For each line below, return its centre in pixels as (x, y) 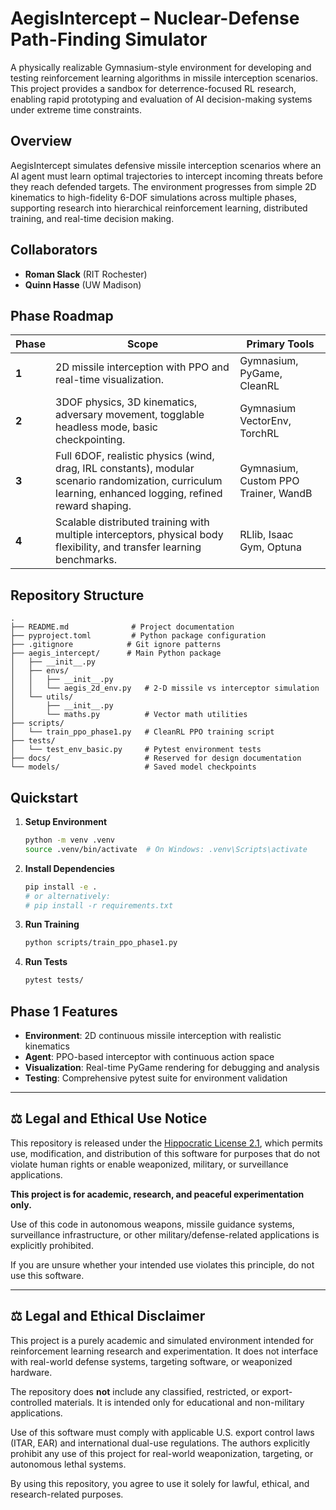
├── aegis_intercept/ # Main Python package (116, 653)
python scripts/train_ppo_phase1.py (101, 943)
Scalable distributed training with (132, 522)
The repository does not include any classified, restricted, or (135, 1391)
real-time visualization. (110, 380)
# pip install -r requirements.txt (99, 905)
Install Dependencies (69, 868)
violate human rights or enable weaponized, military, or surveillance (149, 1164)
